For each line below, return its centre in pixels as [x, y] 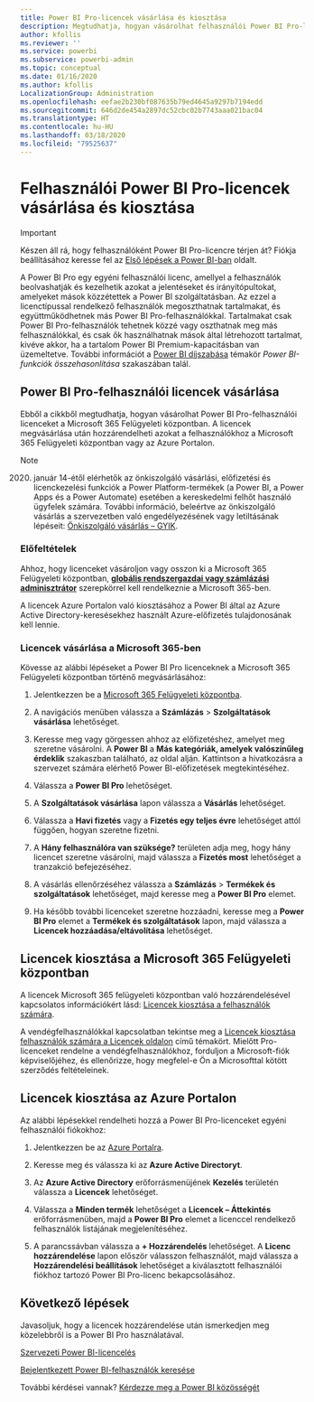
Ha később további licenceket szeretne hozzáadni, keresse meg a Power [169, 911]
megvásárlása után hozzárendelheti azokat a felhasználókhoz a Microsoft [157, 433]
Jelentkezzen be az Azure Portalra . [98, 1147]
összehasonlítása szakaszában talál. [123, 363]
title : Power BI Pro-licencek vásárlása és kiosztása [124, 18]
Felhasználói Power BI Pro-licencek [155, 188]
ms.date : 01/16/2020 [59, 77]
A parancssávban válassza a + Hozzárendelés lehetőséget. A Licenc [162, 1246]
